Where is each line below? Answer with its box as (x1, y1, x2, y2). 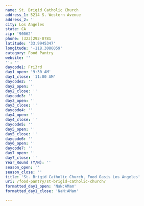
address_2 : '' (5, 17, 36, 22)
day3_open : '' (5, 98, 36, 103)
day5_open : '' (5, 127, 36, 132)
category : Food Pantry (5, 50, 54, 55)
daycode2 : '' (5, 79, 33, 84)
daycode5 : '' (5, 121, 33, 127)
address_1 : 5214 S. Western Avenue (5, 12, 81, 17)
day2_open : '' (5, 84, 36, 89)
